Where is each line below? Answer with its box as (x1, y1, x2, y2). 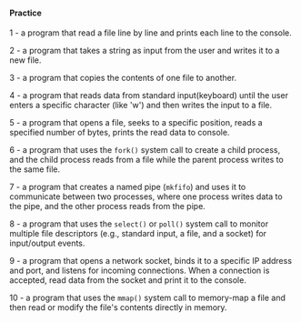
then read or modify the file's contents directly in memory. (9, 302, 227, 313)
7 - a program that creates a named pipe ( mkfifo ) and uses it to (9, 182, 246, 193)
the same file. (9, 164, 61, 175)
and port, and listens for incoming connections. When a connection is (9, 265, 270, 277)
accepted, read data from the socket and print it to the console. (9, 275, 247, 286)
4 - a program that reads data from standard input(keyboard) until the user (9, 90, 289, 101)
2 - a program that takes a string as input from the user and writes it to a (9, 45, 280, 56)
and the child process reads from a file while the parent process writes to (9, 155, 284, 166)
